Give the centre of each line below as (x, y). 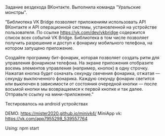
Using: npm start (22, 128)
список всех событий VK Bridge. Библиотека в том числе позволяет (77, 37)
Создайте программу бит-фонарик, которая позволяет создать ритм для (82, 58)
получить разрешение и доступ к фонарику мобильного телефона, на (79, 43)
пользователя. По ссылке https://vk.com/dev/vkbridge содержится (75, 32)
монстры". (16, 12)
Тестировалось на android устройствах (46, 104)
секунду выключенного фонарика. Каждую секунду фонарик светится (80, 79)
